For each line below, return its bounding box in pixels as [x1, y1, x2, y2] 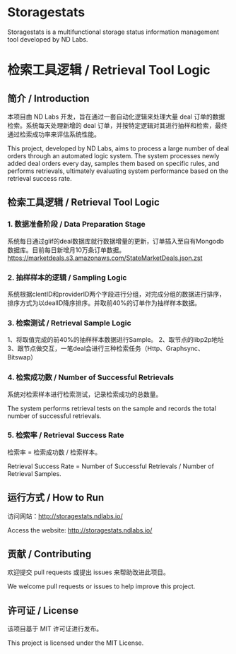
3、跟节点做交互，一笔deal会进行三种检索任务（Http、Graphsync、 [7, 344, 205, 353]
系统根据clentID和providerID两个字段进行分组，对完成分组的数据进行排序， [7, 290, 226, 298]
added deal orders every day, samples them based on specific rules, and [7, 159, 220, 167]
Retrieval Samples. [7, 469, 61, 477]
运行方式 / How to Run [7, 492, 105, 504]
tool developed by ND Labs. [7, 35, 88, 43]
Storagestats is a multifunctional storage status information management [7, 28, 219, 36]
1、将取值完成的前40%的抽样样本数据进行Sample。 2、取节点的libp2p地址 [7, 335, 225, 344]
